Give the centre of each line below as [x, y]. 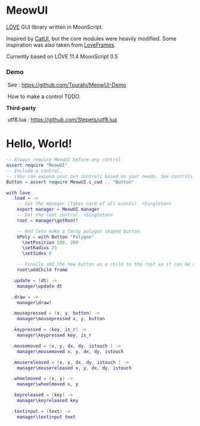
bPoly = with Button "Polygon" [56, 237]
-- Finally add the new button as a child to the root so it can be [104, 264]
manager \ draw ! [34, 302]
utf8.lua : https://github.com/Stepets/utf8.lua [62, 119]
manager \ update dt [40, 286]
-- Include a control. [34, 171]
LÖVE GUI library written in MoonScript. [55, 27]
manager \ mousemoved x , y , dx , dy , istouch [70, 351]
